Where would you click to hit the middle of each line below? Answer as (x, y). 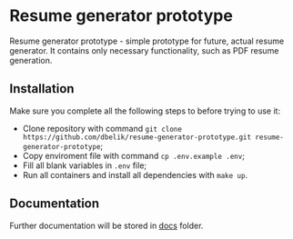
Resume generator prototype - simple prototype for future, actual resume (147, 41)
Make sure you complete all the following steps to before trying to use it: (145, 111)
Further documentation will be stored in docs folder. (106, 225)
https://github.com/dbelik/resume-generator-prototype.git (137, 137)
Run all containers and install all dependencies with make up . (135, 174)
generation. (31, 60)
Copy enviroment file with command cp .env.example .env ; (134, 155)
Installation (42, 89)
